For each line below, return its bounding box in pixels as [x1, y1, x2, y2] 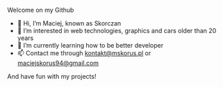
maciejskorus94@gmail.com [17, 59, 99, 67]
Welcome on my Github [7, 6, 74, 14]
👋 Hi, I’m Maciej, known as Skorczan [17, 19, 122, 27]
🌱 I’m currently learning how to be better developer [17, 41, 164, 49]
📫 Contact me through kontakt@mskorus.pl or [17, 49, 151, 57]
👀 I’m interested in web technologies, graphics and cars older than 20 [17, 27, 217, 35]
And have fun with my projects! [7, 72, 97, 80]
